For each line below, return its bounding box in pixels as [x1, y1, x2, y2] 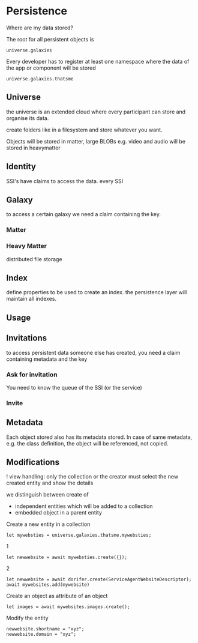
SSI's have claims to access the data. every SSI [6, 177, 124, 184]
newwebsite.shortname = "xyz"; [6, 626, 85, 632]
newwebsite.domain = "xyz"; [6, 632, 77, 638]
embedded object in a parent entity [14, 509, 102, 516]
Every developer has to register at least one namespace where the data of [6, 58, 190, 65]
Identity [6, 162, 36, 172]
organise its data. [6, 114, 49, 121]
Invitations [6, 333, 47, 343]
